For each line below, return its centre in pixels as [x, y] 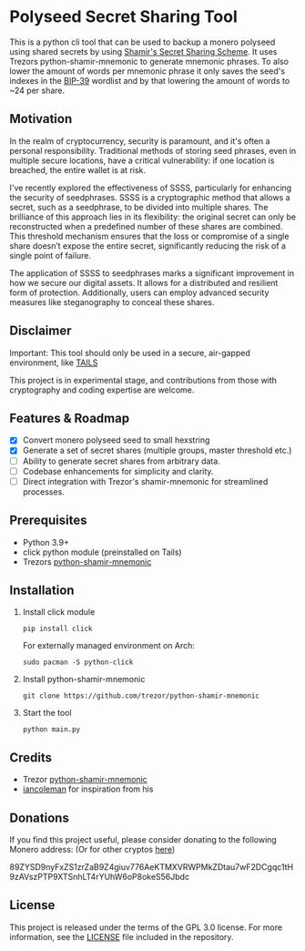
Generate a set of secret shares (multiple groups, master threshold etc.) [157, 450]
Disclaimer [41, 331]
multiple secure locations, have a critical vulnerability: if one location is [142, 160]
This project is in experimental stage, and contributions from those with [143, 380]
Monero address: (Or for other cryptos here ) [92, 849]
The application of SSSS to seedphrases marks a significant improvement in [152, 273]
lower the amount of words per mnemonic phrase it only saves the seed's [147, 71]
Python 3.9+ [46, 542]
